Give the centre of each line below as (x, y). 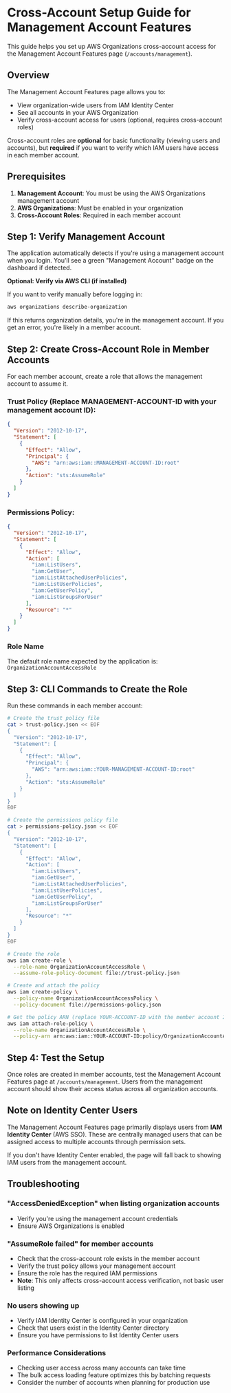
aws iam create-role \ (40, 961)
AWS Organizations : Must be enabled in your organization (100, 208)
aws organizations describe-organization (67, 307)
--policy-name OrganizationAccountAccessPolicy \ (86, 998)
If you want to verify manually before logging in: (75, 294)
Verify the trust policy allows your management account (96, 1266)
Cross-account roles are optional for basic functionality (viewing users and (114, 140)
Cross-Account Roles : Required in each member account (99, 215)
